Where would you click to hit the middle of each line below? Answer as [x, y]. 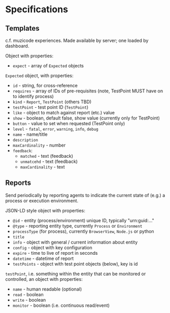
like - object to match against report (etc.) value [64, 113]
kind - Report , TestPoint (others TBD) [52, 102]
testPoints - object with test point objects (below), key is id [75, 263]
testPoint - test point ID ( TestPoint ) [50, 107]
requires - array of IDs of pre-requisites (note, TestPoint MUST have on [88, 91]
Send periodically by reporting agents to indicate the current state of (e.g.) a [85, 195]
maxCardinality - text [42, 167]
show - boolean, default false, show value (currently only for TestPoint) [86, 118]
